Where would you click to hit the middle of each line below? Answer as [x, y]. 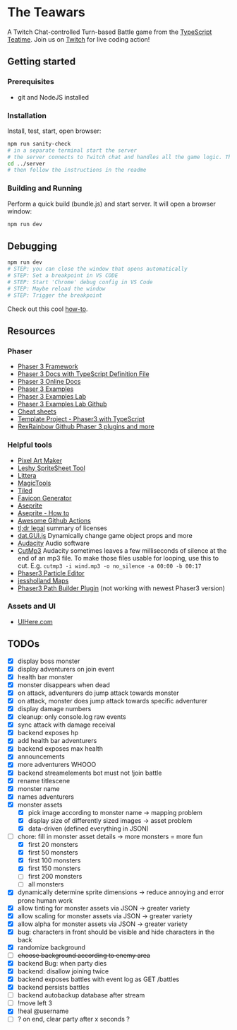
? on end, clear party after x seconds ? [74, 1019]
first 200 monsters [55, 877]
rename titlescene [44, 780]
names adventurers [45, 797]
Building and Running [45, 188]
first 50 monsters [53, 853]
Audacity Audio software [54, 543]
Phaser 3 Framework [48, 367]
